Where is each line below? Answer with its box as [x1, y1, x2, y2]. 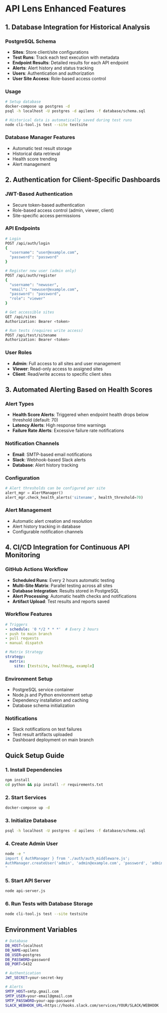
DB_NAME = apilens [5, 948, 39, 953]
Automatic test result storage [12, 145, 72, 151]
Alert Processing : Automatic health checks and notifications [12, 593, 137, 599]
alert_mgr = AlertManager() [5, 490, 64, 495]
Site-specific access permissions [12, 212, 81, 218]
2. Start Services [5, 794, 47, 801]
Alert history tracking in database [12, 523, 81, 529]
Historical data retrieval [12, 150, 61, 156]
